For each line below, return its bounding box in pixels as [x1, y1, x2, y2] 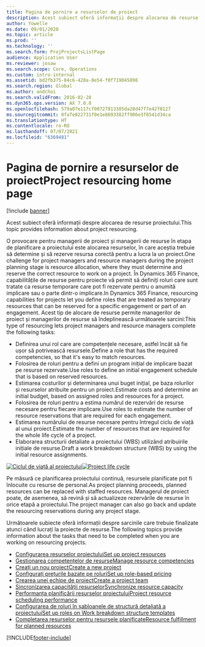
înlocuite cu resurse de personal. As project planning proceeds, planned [6, 481, 187, 488]
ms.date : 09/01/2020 [6, 26, 59, 32]
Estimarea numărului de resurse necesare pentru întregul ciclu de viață [15, 418, 194, 426]
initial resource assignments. [15, 451, 88, 458]
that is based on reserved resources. [15, 373, 108, 380]
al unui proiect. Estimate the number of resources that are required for [15, 425, 191, 432]
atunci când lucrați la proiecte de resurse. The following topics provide [6, 525, 183, 533]
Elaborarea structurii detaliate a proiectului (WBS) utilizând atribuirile [15, 437, 188, 445]
